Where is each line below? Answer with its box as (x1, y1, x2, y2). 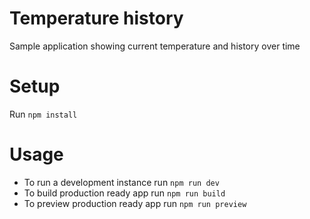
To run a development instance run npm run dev (23, 176, 220, 188)
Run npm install (9, 108, 78, 120)
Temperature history (9, 7, 184, 30)
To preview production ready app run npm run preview (23, 197, 247, 209)
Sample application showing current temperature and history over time (9, 40, 301, 52)
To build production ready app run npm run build (23, 187, 226, 199)
